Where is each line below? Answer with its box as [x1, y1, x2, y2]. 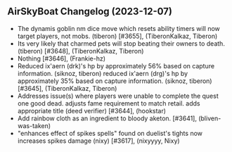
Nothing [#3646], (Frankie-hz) [17, 54, 106, 63]
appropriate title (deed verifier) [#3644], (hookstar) [17, 106, 167, 115]
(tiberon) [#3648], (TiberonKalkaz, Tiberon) [17, 46, 144, 55]
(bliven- [198, 114, 221, 122]
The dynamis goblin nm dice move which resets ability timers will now [17, 24, 220, 32]
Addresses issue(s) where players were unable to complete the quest [17, 91, 219, 100]
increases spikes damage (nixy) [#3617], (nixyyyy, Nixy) [17, 137, 181, 145]
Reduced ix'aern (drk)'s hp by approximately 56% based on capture [17, 61, 215, 70]
